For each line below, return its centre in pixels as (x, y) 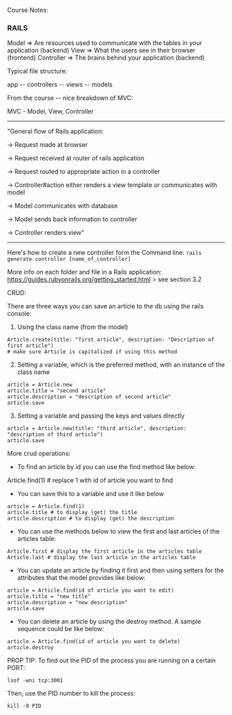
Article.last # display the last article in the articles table (101, 558)
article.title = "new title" (49, 597)
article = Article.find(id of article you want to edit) (91, 591)
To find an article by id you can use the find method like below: (106, 467)
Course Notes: (28, 10)
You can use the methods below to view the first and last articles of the (118, 531)
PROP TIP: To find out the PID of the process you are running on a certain (112, 660)
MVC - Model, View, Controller (50, 112)
